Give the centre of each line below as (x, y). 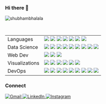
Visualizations (23, 63)
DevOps (17, 71)
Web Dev (18, 55)
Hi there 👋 (17, 8)
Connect (15, 86)
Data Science (23, 47)
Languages (20, 40)
